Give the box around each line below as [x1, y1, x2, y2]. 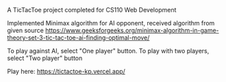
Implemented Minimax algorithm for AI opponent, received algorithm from [7, 19, 215, 27]
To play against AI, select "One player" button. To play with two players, [7, 47, 210, 55]
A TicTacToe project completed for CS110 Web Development [7, 6, 177, 14]
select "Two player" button [7, 54, 83, 62]
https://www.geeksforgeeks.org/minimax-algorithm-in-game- [45, 27, 219, 34]
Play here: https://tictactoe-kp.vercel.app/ [7, 68, 125, 75]
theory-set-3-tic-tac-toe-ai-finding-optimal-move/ [7, 33, 150, 42]
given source [7, 27, 45, 34]
